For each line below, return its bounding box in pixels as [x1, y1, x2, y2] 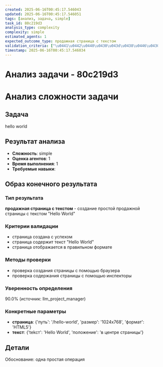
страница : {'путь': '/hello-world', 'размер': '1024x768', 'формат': [12, 319, 145, 325]
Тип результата [5, 194, 44, 201]
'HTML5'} [12, 324, 32, 330]
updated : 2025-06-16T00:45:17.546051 [5, 12, 81, 17]
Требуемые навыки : [12, 166, 56, 172]
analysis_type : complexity [5, 25, 60, 30]
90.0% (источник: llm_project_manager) [5, 296, 86, 302]
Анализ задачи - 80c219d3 [5, 69, 119, 80]
